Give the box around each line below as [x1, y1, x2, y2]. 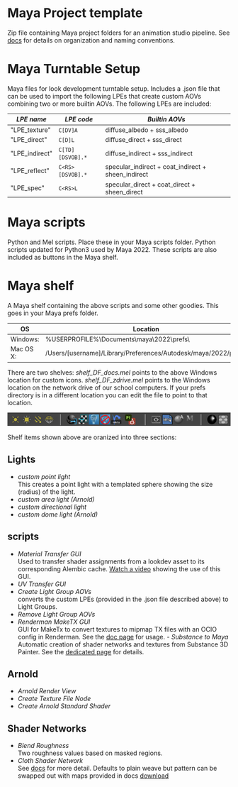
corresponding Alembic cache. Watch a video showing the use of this [17, 564, 221, 573]
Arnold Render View [17, 687, 76, 695]
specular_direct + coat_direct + [105, 180, 196, 189]
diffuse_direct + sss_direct [105, 135, 182, 143]
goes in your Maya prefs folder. [7, 309, 99, 317]
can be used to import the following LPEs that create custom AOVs [7, 92, 202, 100]
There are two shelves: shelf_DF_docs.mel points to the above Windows [7, 368, 217, 377]
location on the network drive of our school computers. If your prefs [7, 383, 206, 392]
